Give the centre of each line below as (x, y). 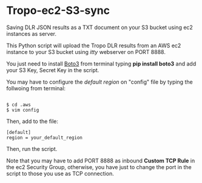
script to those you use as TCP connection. (60, 173)
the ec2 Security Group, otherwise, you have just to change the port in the (99, 167)
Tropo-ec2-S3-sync (58, 11)
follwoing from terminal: (36, 88)
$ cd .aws (19, 105)
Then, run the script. (32, 148)
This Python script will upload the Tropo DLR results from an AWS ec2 (94, 45)
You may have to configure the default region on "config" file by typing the (99, 82)
